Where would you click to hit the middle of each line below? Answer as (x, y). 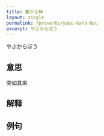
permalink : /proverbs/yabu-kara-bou (52, 23)
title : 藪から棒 (25, 12)
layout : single (25, 17)
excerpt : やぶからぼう (32, 29)
